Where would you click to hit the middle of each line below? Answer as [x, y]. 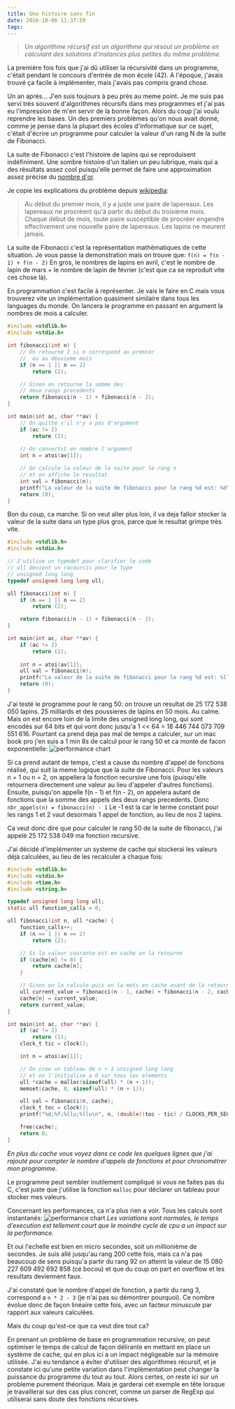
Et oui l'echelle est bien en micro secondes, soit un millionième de [102, 1246]
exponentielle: [28, 749]
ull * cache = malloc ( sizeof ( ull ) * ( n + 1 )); [87, 1082]
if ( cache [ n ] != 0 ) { [51, 960]
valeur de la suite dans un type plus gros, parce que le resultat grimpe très [115, 522]
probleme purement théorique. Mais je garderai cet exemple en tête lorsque [116, 1384]
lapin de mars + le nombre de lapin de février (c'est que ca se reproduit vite [116, 270]
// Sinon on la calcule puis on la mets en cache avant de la [112, 986]
